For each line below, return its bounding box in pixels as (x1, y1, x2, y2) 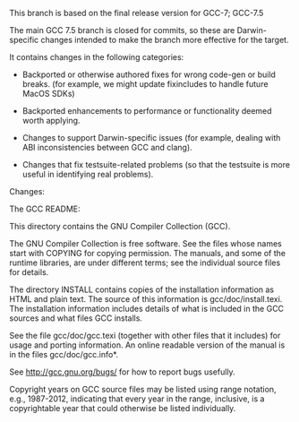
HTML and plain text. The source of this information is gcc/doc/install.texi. (9, 294, 283, 304)
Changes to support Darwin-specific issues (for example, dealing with (21, 133, 281, 142)
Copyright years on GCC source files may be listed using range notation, (9, 384, 277, 394)
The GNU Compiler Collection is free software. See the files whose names (9, 238, 282, 249)
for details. (9, 267, 49, 277)
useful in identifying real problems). (21, 169, 154, 179)
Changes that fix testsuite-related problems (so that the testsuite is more (21, 159, 291, 169)
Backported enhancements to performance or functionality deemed (21, 106, 272, 116)
